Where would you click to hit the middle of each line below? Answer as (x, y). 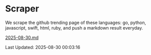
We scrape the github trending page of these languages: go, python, (76, 22)
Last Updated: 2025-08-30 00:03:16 (43, 47)
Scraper (22, 9)
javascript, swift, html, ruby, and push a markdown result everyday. (74, 27)
